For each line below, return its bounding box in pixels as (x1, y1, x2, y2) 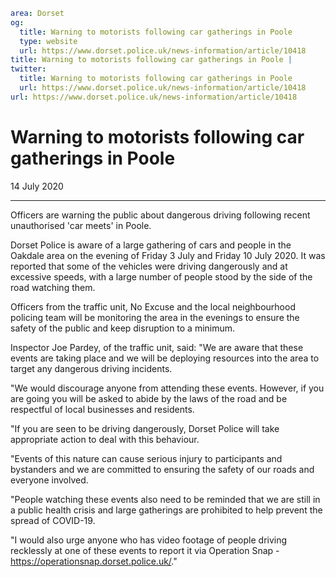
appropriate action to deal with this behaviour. (10, 433, 200, 445)
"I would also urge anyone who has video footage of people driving (10, 534, 288, 546)
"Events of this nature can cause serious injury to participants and (10, 452, 283, 464)
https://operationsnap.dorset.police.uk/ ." (10, 555, 178, 567)
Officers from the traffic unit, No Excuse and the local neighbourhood (10, 300, 296, 313)
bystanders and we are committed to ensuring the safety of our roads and (10, 463, 315, 475)
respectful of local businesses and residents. (10, 403, 195, 415)
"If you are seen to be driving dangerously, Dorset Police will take (10, 422, 280, 434)
